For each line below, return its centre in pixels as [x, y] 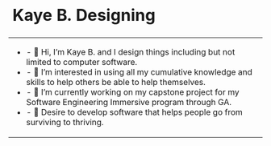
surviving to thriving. [65, 123]
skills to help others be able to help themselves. [116, 83]
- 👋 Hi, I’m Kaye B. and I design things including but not [131, 52]
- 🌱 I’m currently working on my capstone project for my [133, 92]
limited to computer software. [82, 63]
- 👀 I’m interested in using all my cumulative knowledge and [139, 72]
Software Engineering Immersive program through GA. [129, 103]
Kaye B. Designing [84, 15]
